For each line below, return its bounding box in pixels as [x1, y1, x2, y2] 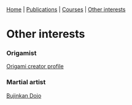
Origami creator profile [6, 63, 64, 70]
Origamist [6, 49, 37, 57]
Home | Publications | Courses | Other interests [6, 6, 126, 13]
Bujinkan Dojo [6, 92, 42, 99]
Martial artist [6, 78, 46, 87]
